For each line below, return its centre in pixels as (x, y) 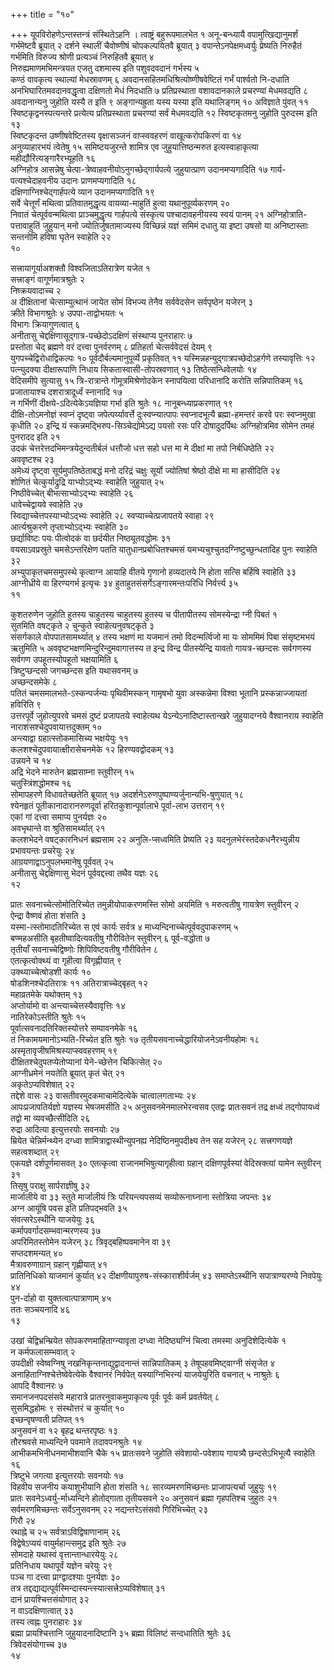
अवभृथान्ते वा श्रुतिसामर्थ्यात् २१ (58, 828)
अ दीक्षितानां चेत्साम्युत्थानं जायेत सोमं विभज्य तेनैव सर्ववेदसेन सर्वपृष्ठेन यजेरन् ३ (132, 302)
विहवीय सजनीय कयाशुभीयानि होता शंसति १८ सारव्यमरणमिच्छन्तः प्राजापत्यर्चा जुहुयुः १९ (144, 1487)
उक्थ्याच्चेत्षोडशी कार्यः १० (51, 972)
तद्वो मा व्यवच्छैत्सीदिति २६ (50, 1118)
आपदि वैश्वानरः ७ (37, 1385)
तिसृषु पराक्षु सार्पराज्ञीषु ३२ (50, 1185)
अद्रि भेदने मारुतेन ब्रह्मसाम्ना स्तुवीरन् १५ (72, 772)
